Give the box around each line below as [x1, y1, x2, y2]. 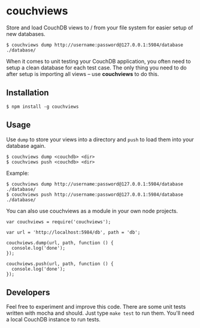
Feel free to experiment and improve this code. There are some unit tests [6, 303, 186, 311]
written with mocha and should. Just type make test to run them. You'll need [6, 309, 195, 317]
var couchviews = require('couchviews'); [6, 218, 111, 225]
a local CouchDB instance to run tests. [6, 316, 101, 323]
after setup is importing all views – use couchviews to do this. [6, 70, 159, 77]
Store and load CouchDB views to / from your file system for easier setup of [6, 24, 193, 31]
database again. [6, 142, 46, 149]
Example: [6, 169, 29, 177]
